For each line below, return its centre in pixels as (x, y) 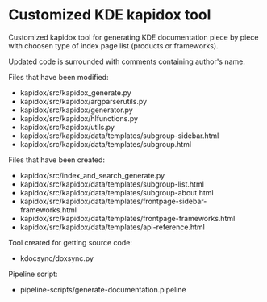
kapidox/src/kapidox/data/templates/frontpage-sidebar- (113, 201)
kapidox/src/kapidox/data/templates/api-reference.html (113, 227)
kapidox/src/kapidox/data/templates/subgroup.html (106, 144)
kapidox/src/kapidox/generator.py (76, 110)
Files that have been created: (56, 160)
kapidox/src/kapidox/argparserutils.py (83, 101)
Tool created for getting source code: (71, 242)
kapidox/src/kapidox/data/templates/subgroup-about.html (117, 192)
